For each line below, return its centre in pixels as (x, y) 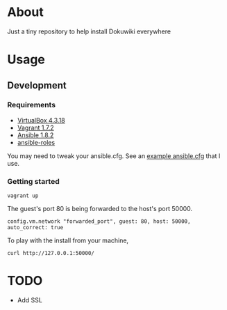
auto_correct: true (35, 228)
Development (37, 85)
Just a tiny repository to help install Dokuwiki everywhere (89, 31)
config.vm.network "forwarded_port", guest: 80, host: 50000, (99, 222)
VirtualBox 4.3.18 (41, 120)
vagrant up (23, 196)
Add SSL (30, 300)
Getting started (34, 181)
